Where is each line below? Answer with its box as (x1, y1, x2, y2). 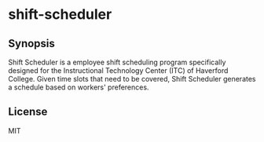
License (8, 105, 48, 118)
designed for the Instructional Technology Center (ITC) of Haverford (8, 66, 229, 75)
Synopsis (8, 37, 55, 50)
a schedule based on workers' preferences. (8, 82, 149, 92)
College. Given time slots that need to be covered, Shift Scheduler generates (8, 75, 256, 83)
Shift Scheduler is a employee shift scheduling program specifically (8, 57, 226, 67)
